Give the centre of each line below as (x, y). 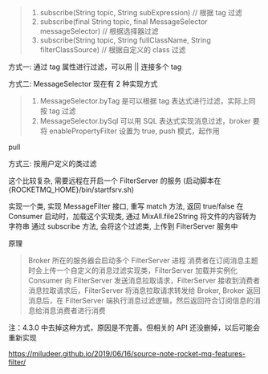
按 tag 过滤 (58, 111)
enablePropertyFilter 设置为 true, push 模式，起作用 (135, 131)
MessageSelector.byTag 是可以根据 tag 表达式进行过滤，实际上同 (148, 101)
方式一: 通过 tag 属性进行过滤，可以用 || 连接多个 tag (95, 67)
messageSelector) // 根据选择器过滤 (99, 31)
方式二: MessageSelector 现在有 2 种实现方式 (83, 84)
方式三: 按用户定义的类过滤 (53, 163)
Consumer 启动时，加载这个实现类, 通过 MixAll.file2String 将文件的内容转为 (132, 216)
